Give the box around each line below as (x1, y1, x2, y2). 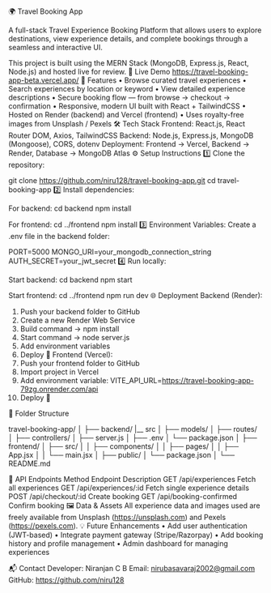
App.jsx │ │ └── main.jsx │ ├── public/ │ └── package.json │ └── (8, 450, 235, 459)
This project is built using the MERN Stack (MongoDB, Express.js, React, (8, 58, 249, 67)
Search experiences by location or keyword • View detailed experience (8, 84, 246, 93)
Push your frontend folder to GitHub (19, 359, 140, 368)
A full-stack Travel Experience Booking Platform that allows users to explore (8, 25, 262, 35)
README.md (8, 459, 51, 468)
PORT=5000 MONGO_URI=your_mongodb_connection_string (8, 247, 212, 257)
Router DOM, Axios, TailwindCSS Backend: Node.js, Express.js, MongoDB (8, 130, 254, 140)
